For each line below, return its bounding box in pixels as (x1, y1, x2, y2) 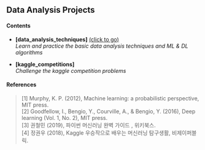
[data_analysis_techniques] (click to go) (15, 36, 120, 43)
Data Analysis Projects (6, 5, 95, 15)
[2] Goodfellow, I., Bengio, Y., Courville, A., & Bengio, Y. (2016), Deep (21, 107, 196, 115)
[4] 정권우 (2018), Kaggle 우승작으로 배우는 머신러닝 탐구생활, (21, 129, 171, 137)
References (6, 81, 37, 88)
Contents (6, 21, 31, 29)
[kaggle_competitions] (15, 61, 75, 68)
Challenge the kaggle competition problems (15, 67, 126, 74)
